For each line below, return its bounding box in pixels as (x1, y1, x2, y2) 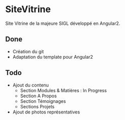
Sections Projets (20, 103, 55, 109)
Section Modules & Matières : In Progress (20, 87, 107, 93)
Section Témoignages (20, 98, 66, 104)
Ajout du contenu (12, 82, 49, 88)
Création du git (12, 48, 44, 54)
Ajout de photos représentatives (12, 109, 80, 115)
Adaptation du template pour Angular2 (12, 54, 93, 60)
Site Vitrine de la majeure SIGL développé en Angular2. (5, 20, 120, 26)
